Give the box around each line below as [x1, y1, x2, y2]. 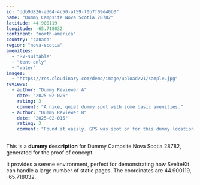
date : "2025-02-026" [17, 92, 68, 99]
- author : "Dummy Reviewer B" [11, 109, 87, 115]
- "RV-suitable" [11, 53, 52, 59]
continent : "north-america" [6, 31, 77, 37]
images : [6, 70, 26, 76]
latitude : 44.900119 [6, 20, 58, 26]
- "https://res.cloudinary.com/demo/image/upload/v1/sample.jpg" [11, 76, 178, 82]
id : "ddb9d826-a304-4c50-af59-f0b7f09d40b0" [6, 8, 119, 15]
